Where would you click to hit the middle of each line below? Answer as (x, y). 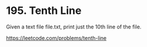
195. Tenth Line (44, 11)
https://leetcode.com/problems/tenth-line (56, 38)
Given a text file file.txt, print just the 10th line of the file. (74, 27)
